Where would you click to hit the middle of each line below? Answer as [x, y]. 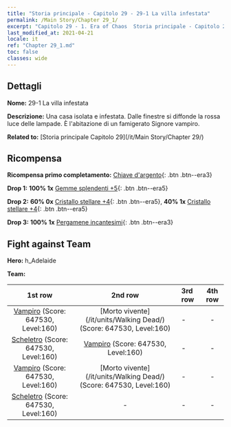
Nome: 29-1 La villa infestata [48, 103]
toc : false [23, 52]
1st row [40, 295]
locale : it [23, 39]
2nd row [125, 295]
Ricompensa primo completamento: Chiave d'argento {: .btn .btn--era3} [110, 175]
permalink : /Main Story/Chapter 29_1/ [63, 20]
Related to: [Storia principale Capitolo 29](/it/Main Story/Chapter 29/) [106, 137]
